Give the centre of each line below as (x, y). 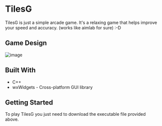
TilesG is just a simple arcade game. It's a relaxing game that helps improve (81, 22)
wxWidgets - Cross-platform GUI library (52, 87)
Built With (20, 70)
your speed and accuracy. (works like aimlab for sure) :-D (63, 27)
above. (12, 119)
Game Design (26, 43)
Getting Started (29, 102)
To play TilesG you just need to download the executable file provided (75, 114)
